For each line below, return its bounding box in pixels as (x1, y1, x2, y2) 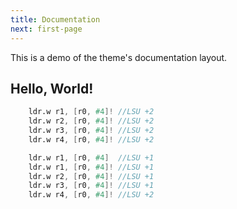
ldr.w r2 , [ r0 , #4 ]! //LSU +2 (28, 116, 155, 126)
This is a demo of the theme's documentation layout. (10, 51, 228, 63)
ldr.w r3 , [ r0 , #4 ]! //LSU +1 (28, 181, 155, 191)
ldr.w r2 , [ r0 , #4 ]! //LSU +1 (28, 171, 155, 181)
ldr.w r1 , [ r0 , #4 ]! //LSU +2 (28, 107, 155, 117)
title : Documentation (10, 14, 101, 25)
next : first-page (10, 24, 83, 34)
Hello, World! (10, 80, 94, 97)
